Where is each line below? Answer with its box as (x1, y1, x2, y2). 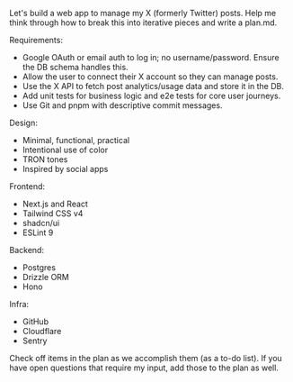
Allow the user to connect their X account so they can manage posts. (22, 71, 279, 82)
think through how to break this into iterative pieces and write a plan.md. (9, 17, 278, 28)
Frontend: (9, 181, 46, 192)
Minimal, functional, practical (22, 135, 130, 145)
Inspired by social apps (22, 164, 109, 174)
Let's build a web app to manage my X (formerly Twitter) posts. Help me (9, 8, 277, 18)
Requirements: (9, 35, 63, 45)
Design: (9, 117, 38, 128)
